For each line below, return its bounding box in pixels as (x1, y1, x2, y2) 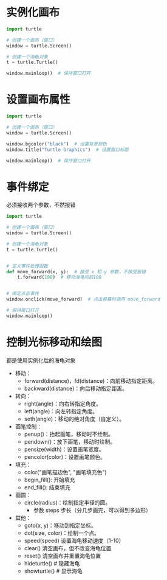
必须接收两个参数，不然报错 (6, 201, 76, 209)
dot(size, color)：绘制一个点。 (24, 529, 100, 536)
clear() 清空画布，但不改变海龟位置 (24, 544, 112, 551)
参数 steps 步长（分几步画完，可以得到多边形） (33, 506, 152, 514)
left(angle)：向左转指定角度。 (24, 407, 98, 414)
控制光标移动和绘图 (6, 335, 103, 349)
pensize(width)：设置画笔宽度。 (24, 445, 104, 453)
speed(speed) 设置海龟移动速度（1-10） (24, 537, 124, 544)
